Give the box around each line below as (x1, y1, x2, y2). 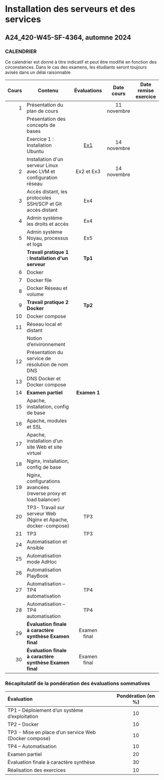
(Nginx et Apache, (26, 516, 68, 523)
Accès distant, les (26, 188, 67, 195)
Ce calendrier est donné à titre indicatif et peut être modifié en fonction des (5, 59, 157, 65)
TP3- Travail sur (26, 504, 65, 511)
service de (26, 355, 51, 362)
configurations (26, 477, 60, 484)
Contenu (38, 87, 59, 94)
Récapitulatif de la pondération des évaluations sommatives (5, 680, 150, 687)
